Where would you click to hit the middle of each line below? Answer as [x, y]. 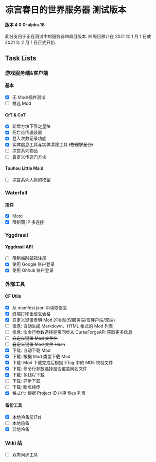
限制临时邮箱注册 [29, 258]
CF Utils [13, 296]
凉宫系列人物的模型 [31, 180]
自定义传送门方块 [29, 157]
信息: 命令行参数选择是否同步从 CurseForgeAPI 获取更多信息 [72, 332]
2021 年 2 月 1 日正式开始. [31, 42]
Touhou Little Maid [24, 168]
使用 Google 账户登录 [33, 264]
